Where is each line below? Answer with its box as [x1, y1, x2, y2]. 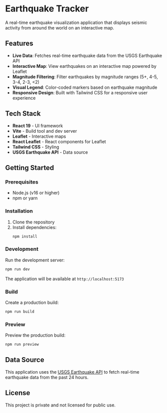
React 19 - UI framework [12, 123, 63, 129]
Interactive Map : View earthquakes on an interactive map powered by [12, 63, 157, 69]
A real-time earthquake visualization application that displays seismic [5, 19, 148, 25]
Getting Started [5, 163, 54, 172]
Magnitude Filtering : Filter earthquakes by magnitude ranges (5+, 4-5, [12, 73, 158, 80]
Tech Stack [5, 109, 41, 118]
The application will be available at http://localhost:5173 [5, 275, 124, 282]
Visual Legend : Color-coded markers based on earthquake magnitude [12, 84, 158, 90]
